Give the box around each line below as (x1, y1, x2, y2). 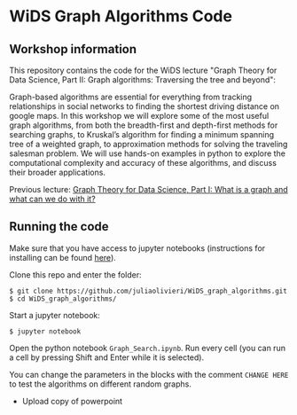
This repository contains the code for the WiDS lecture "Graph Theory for (9, 65, 277, 75)
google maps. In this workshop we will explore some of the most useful (9, 111, 270, 121)
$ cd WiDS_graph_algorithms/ (9, 294, 117, 303)
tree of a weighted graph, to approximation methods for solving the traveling (9, 139, 288, 149)
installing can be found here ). (9, 252, 117, 262)
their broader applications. (9, 167, 106, 177)
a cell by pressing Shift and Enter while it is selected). (9, 352, 205, 363)
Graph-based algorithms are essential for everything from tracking (9, 91, 253, 102)
